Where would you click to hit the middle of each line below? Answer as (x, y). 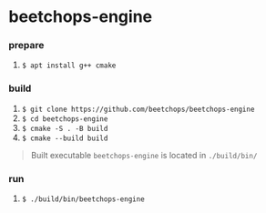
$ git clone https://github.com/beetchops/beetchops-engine (138, 109)
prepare (26, 46)
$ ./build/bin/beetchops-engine (83, 199)
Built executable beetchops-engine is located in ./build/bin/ (144, 155)
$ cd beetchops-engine (65, 119)
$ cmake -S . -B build (65, 128)
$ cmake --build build (65, 138)
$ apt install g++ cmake (69, 66)
